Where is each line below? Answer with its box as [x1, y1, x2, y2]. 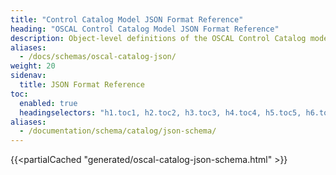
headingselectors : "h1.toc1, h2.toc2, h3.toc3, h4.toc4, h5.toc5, [19, 107, 302, 118]
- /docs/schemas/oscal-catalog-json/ [19, 52, 177, 62]
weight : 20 [10, 61, 56, 71]
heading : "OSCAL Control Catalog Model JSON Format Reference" [10, 24, 280, 34]
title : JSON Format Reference [19, 80, 145, 90]
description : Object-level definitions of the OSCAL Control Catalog [10, 33, 307, 43]
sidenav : [10, 71, 47, 81]
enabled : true [19, 98, 78, 108]
